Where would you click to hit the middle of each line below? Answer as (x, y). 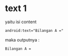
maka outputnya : (22, 40)
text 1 (16, 8)
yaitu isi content (21, 22)
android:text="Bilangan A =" (34, 30)
